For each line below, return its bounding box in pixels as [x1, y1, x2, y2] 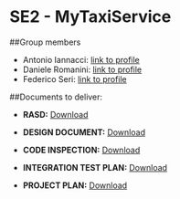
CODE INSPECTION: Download [22, 144, 141, 155]
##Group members [9, 37, 81, 47]
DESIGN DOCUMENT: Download [22, 126, 146, 138]
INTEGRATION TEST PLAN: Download [22, 162, 167, 173]
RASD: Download [22, 109, 89, 120]
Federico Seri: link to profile [22, 73, 128, 84]
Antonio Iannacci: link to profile [22, 54, 140, 65]
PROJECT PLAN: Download [22, 180, 128, 191]
